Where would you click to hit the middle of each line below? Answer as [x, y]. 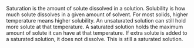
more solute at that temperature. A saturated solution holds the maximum [95, 27]
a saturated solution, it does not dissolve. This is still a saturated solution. [95, 39]
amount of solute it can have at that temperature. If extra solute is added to [97, 33]
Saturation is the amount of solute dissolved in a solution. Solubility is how [96, 8]
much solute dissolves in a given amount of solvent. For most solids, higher [97, 14]
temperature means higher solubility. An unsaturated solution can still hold [96, 21]
